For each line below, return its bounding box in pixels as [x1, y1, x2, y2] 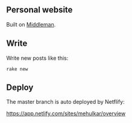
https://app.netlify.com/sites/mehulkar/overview [6, 110, 126, 117]
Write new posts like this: [6, 54, 69, 61]
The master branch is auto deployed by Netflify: [6, 98, 125, 106]
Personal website [6, 5, 73, 15]
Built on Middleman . [6, 20, 56, 28]
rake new [6, 66, 28, 72]
